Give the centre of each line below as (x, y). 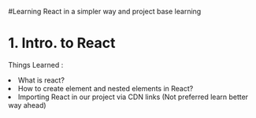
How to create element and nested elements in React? (106, 88)
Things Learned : (36, 65)
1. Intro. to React (62, 43)
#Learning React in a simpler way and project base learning (105, 11)
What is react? (42, 80)
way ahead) (27, 105)
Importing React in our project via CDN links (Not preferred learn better (134, 97)
